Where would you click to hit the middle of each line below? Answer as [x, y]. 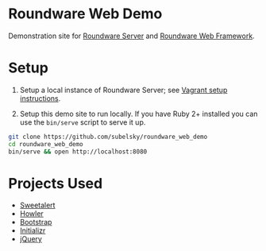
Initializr [33, 230]
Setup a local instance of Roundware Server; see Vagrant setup [123, 90]
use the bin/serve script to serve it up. [83, 122]
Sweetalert [37, 205]
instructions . [40, 98]
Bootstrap [36, 222]
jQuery [31, 239]
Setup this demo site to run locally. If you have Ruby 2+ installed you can [139, 114]
